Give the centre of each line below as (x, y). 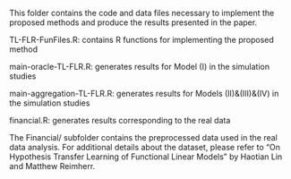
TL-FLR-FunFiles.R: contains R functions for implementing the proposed (142, 40)
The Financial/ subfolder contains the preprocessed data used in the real (143, 137)
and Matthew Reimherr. (52, 166)
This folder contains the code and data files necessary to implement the (142, 13)
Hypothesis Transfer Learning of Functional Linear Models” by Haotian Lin (146, 157)
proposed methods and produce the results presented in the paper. (133, 22)
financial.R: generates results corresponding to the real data (120, 120)
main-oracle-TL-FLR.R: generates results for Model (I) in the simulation (140, 67)
